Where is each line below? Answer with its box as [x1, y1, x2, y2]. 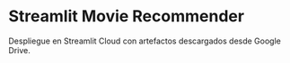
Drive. [8, 44, 31, 55]
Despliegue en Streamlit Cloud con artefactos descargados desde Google [8, 35, 282, 46]
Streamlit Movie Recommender [8, 6, 244, 27]
